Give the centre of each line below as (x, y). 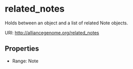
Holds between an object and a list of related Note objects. (66, 23)
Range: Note (25, 61)
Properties (22, 49)
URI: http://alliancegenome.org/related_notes (52, 32)
